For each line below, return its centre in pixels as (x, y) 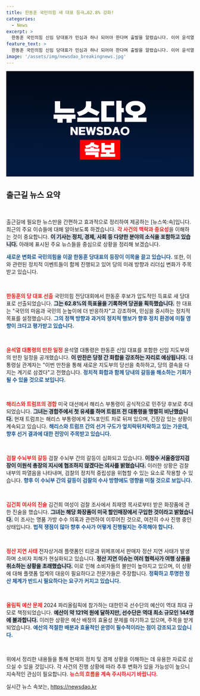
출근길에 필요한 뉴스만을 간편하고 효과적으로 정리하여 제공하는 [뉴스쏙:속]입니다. (99, 222)
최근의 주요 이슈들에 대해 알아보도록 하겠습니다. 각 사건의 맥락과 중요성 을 (90, 229)
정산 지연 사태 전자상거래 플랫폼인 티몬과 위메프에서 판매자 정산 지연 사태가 (93, 551)
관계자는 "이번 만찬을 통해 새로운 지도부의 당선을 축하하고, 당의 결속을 (102, 365)
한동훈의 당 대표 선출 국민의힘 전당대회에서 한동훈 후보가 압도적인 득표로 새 (92, 296)
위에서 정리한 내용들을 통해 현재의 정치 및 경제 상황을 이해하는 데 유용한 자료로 (97, 659)
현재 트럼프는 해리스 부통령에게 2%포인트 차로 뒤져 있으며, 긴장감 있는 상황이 (103, 419)
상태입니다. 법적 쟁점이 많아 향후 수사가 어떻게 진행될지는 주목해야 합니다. (90, 527)
